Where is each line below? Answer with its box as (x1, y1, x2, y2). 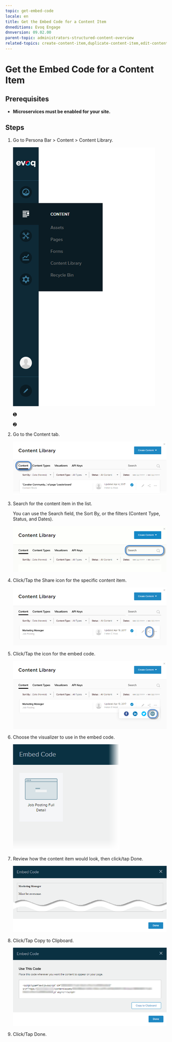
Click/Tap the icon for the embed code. (12, 651, 96, 657)
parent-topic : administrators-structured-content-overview (5, 35, 134, 41)
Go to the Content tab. (12, 431, 60, 437)
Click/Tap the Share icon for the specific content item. (12, 577, 127, 583)
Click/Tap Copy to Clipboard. (12, 937, 74, 943)
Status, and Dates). (12, 516, 54, 522)
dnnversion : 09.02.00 (5, 30, 52, 35)
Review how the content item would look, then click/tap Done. (12, 855, 143, 862)
